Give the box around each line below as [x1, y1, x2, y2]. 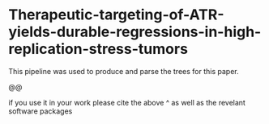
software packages [8, 106, 73, 116]
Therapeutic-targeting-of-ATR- [8, 6, 224, 24]
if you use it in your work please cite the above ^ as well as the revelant [8, 97, 246, 107]
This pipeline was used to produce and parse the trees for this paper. [8, 66, 239, 76]
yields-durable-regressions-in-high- [8, 23, 262, 41]
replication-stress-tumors [8, 40, 189, 58]
